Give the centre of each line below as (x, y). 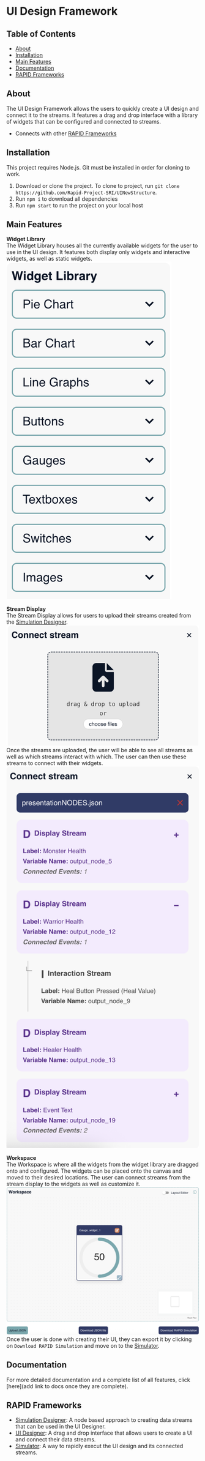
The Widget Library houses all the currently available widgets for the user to (102, 245)
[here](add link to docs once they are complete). (67, 1386)
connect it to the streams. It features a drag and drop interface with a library (102, 115)
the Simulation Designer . (37, 622)
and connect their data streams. (55, 1440)
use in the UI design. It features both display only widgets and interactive (98, 252)
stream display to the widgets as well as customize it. (73, 1184)
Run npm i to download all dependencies (66, 199)
